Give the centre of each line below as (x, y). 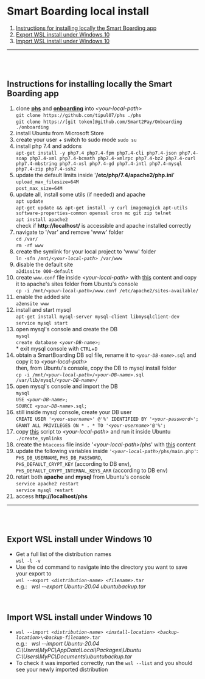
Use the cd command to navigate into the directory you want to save (102, 567)
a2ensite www (32, 304)
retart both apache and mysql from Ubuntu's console (83, 477)
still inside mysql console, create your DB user (74, 412)
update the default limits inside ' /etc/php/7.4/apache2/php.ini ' (95, 175)
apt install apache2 (42, 220)
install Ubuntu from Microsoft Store (60, 133)
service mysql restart (44, 490)
